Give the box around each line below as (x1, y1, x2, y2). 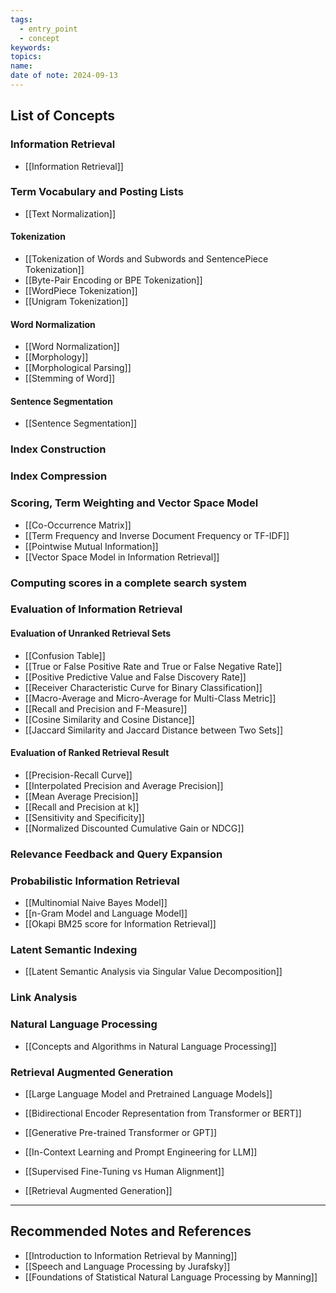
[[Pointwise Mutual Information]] (24, 540, 159, 552)
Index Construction (10, 442, 107, 456)
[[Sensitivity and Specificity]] (24, 811, 145, 823)
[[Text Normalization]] (24, 207, 117, 220)
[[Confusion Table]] (24, 649, 106, 661)
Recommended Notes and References (10, 1223, 252, 1240)
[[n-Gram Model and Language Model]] (24, 907, 188, 920)
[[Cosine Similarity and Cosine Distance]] (24, 713, 195, 725)
